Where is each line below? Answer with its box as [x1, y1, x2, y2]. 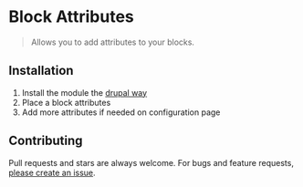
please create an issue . [8, 167, 97, 178]
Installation [8, 63, 74, 78]
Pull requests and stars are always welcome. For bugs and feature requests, [8, 157, 294, 168]
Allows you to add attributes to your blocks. [30, 36, 195, 47]
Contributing [8, 133, 83, 149]
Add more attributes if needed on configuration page [21, 107, 221, 118]
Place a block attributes [21, 97, 111, 108]
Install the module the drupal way [21, 87, 148, 98]
